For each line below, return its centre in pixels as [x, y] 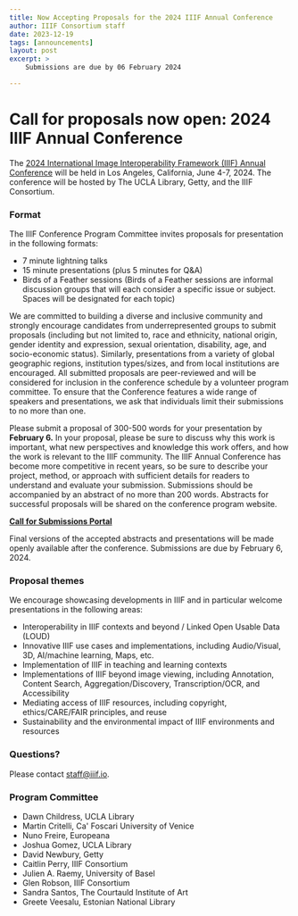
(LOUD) [36, 637]
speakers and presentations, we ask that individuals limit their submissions [146, 402]
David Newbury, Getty [63, 854]
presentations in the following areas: [76, 610]
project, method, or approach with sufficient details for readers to [129, 476]
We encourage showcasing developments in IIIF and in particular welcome [146, 600]
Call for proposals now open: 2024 [140, 119]
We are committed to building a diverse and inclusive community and [136, 316]
